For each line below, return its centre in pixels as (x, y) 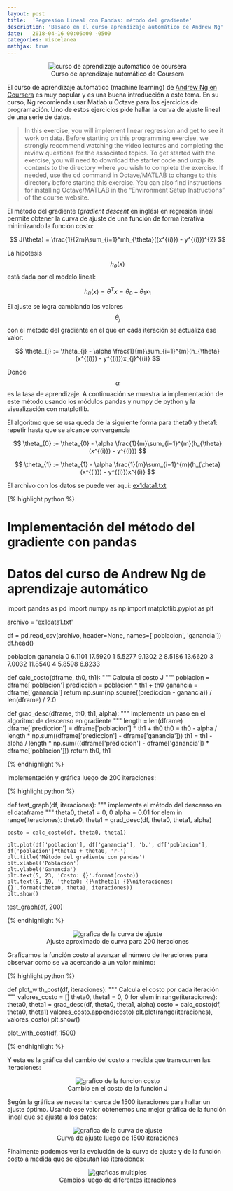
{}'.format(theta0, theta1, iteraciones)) (70, 888)
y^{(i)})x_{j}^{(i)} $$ (132, 358)
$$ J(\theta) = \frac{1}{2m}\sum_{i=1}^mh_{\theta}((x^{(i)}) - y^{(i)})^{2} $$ (118, 239)
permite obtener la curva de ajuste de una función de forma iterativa (106, 218)
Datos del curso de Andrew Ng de (107, 574)
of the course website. (57, 197)
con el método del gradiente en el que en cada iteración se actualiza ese (112, 330)
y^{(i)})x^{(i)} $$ (132, 472)
